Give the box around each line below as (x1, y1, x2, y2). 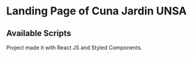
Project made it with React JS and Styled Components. (6, 44, 143, 51)
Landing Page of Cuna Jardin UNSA (6, 4, 187, 18)
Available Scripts (6, 28, 71, 38)
